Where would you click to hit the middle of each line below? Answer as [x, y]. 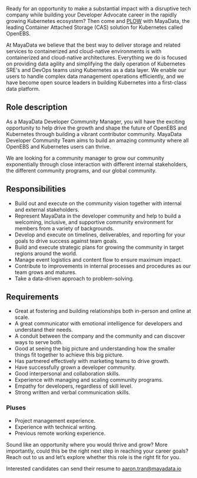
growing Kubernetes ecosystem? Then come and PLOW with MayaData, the [98, 21]
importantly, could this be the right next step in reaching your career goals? [97, 451]
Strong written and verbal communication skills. [72, 393]
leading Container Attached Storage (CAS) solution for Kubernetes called [95, 27]
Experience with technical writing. [56, 427]
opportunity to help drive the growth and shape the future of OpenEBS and [96, 128]
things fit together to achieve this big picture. [69, 355]
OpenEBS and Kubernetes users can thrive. [59, 146]
